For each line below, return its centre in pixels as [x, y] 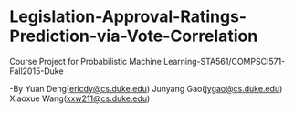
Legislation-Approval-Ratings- [128, 17]
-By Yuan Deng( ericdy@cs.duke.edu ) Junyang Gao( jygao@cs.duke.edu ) [146, 88]
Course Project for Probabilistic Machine [86, 61]
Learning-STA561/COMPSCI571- [225, 61]
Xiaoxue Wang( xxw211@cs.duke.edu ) [80, 98]
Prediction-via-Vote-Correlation [134, 36]
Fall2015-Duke [37, 71]
